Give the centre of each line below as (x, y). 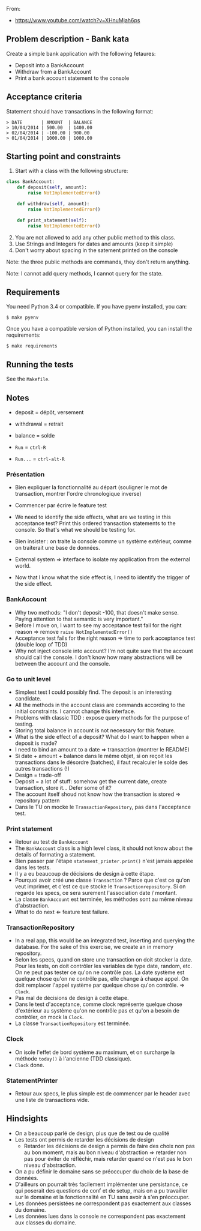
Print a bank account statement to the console (72, 78)
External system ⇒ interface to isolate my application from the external (103, 559)
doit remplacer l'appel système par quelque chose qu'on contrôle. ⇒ (100, 985)
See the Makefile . (28, 379)
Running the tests (40, 365)
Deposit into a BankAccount (49, 65)
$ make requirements (32, 346)
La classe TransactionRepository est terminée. (73, 1023)
